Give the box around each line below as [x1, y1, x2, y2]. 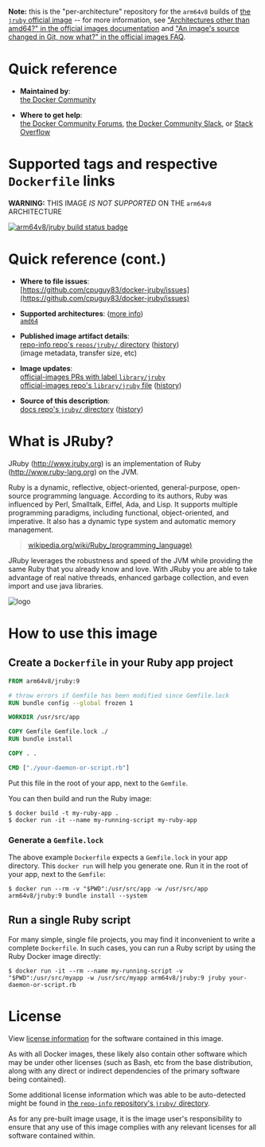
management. [8, 525, 54, 534]
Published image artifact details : [19, 331, 130, 341]
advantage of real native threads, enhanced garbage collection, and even [8, 573, 249, 582]
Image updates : [19, 363, 73, 373]
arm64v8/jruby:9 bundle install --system [8, 892, 148, 900]
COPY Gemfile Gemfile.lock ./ [8, 728, 109, 736]
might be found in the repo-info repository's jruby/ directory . [8, 1098, 211, 1108]
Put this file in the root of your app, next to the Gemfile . [8, 778, 189, 788]
